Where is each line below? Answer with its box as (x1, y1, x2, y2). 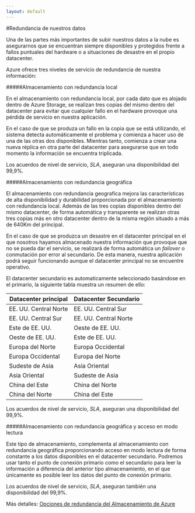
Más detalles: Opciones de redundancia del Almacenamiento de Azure (6, 500, 176, 507)
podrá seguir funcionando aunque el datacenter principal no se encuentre (6, 257, 184, 264)
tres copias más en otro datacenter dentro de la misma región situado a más (6, 215, 190, 222)
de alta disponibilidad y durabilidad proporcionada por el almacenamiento (6, 196, 183, 203)
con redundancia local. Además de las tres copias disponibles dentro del (6, 202, 181, 209)
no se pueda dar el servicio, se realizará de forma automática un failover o (6, 245, 185, 252)
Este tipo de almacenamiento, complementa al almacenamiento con (6, 440, 169, 447)
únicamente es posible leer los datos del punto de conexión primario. (6, 471, 172, 478)
